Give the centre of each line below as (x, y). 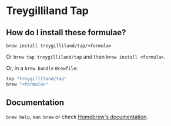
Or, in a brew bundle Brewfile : (42, 68)
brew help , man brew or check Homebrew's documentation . (77, 117)
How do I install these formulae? (66, 33)
